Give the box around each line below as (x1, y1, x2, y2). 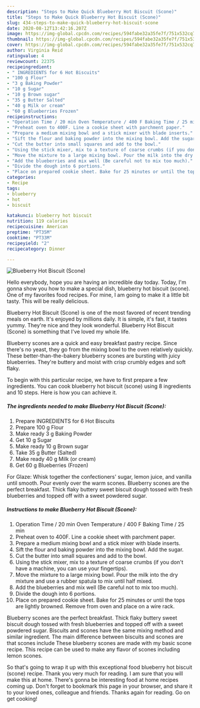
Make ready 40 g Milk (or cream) (15, 456, 96, 463)
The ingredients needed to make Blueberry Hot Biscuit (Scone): (7, 402, 167, 410)
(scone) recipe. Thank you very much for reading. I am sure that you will (7, 670, 183, 677)
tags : (7, 185, 20, 191)
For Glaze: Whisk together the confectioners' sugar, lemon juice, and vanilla (7, 473, 192, 481)
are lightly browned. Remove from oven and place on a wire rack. (15, 603, 175, 610)
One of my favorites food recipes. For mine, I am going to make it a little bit (7, 292, 189, 299)
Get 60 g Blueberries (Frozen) (15, 462, 88, 469)
